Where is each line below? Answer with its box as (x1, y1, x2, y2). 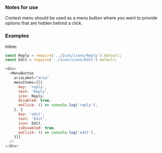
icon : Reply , (18, 93, 45, 99)
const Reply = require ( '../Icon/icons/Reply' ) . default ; (5, 53, 122, 58)
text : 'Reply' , (18, 89, 50, 94)
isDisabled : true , (18, 125, 56, 131)
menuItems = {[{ (14, 80, 43, 85)
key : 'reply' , (18, 85, 48, 89)
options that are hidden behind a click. (5, 20, 82, 26)
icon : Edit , (18, 121, 43, 126)
